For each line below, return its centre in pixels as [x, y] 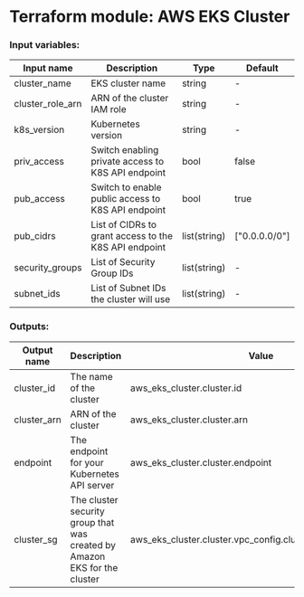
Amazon [88, 556]
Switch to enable [126, 187]
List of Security [123, 262]
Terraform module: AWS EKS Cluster [150, 17]
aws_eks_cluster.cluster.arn [189, 420]
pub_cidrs [35, 236]
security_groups [48, 268]
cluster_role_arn [48, 104]
